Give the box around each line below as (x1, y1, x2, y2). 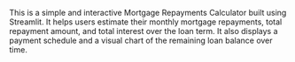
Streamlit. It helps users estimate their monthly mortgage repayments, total (9, 17, 283, 27)
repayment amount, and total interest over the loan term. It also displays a (9, 26, 278, 36)
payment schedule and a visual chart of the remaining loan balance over (9, 35, 273, 45)
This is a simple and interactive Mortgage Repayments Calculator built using (9, 8, 287, 17)
